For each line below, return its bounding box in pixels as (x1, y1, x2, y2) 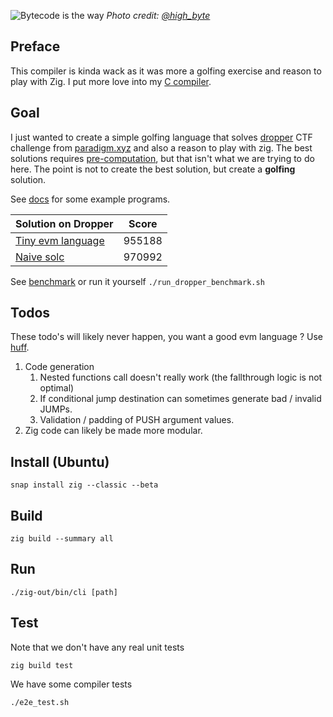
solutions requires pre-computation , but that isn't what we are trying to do (10, 152, 315, 164)
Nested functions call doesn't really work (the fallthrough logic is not (39, 371, 323, 384)
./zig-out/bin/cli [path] (10, 587, 118, 597)
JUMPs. (39, 403, 73, 415)
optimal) (39, 382, 75, 394)
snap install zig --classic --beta (10, 480, 159, 490)
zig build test (10, 660, 74, 670)
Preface (10, 38, 61, 55)
